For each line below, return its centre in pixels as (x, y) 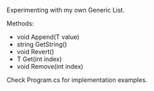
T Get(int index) (39, 59)
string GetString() (42, 44)
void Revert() (35, 52)
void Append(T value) (48, 37)
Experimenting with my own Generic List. (66, 10)
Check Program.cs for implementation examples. (77, 80)
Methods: (20, 23)
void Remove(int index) (50, 66)
